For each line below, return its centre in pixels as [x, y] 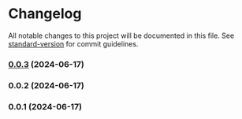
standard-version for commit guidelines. [73, 43]
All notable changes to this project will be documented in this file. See [121, 35]
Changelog [45, 14]
